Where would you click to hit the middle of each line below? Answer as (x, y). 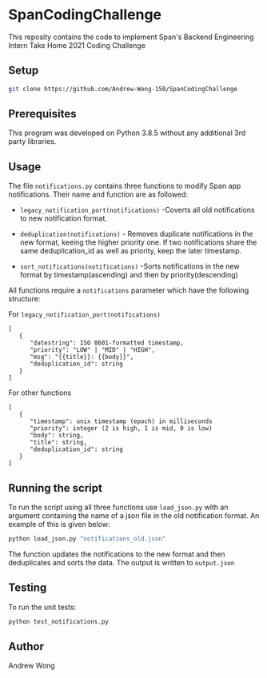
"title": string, (58, 443)
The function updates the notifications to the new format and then (117, 554)
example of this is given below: (59, 524)
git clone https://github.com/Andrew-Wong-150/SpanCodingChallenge (123, 89)
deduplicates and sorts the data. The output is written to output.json (122, 562)
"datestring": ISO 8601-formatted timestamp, (106, 343)
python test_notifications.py (59, 621)
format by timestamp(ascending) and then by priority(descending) (129, 275)
